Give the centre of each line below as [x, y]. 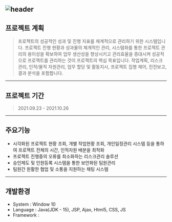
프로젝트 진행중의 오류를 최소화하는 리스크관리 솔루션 [66, 156]
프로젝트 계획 [25, 28]
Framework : [26, 215]
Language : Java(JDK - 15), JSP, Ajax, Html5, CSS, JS [69, 209]
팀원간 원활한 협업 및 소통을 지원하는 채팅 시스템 [60, 169]
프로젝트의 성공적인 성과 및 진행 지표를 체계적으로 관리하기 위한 [81, 41]
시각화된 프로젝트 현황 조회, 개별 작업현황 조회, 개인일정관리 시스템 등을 [84, 143]
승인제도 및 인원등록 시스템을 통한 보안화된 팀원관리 [64, 163]
